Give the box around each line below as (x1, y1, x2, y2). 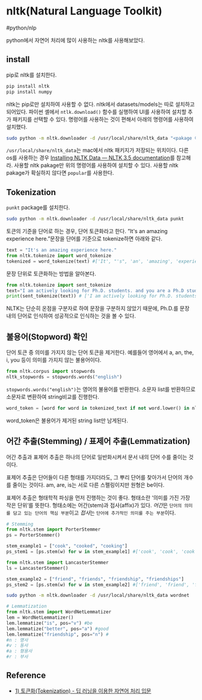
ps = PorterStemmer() (6, 532, 61, 539)
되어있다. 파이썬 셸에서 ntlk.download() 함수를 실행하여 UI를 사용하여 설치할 (6, 108, 187, 115)
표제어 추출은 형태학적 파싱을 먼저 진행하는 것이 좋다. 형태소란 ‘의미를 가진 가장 (6, 494, 191, 501)
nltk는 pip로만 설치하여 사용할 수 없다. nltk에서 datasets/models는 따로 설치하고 (6, 101, 195, 108)
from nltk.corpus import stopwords (6, 369, 96, 375)
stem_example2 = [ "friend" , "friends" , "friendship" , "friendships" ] (6, 576, 185, 582)
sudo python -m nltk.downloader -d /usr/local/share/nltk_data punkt (6, 216, 185, 222)
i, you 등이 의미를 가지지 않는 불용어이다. (6, 357, 102, 364)
